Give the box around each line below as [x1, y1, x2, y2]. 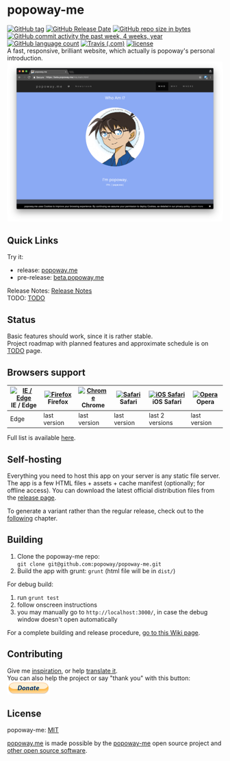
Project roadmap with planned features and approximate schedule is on [7, 339, 209, 348]
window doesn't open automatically [16, 615, 118, 623]
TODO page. [7, 347, 42, 355]
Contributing [7, 649, 63, 660]
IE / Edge [10, 401, 37, 409]
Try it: [7, 253, 24, 261]
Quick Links [7, 234, 59, 246]
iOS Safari [152, 397, 182, 406]
